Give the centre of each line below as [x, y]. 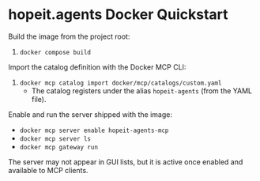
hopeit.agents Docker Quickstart [118, 15]
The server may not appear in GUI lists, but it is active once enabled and [126, 162]
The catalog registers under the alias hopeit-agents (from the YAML [142, 90]
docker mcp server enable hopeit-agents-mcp [94, 130]
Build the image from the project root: [69, 36]
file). [39, 99]
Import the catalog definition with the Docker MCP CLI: [97, 67]
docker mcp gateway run [59, 147]
